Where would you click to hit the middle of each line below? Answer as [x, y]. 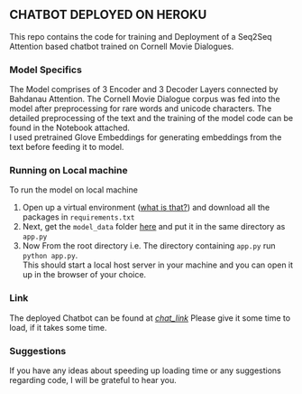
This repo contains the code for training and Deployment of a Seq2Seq [141, 36]
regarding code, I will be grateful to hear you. [93, 380]
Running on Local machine [69, 171]
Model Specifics [46, 70]
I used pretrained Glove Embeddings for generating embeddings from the [146, 137]
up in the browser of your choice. [84, 275]
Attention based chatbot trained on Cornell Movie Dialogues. [122, 46]
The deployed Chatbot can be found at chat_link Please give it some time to [150, 318]
